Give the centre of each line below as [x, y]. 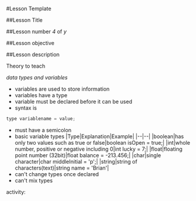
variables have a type [41, 95]
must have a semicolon [43, 130]
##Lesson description [33, 55]
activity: [16, 192]
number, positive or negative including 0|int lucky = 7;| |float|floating [99, 149]
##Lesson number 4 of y [37, 31]
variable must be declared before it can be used [73, 101]
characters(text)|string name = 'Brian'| [62, 168]
